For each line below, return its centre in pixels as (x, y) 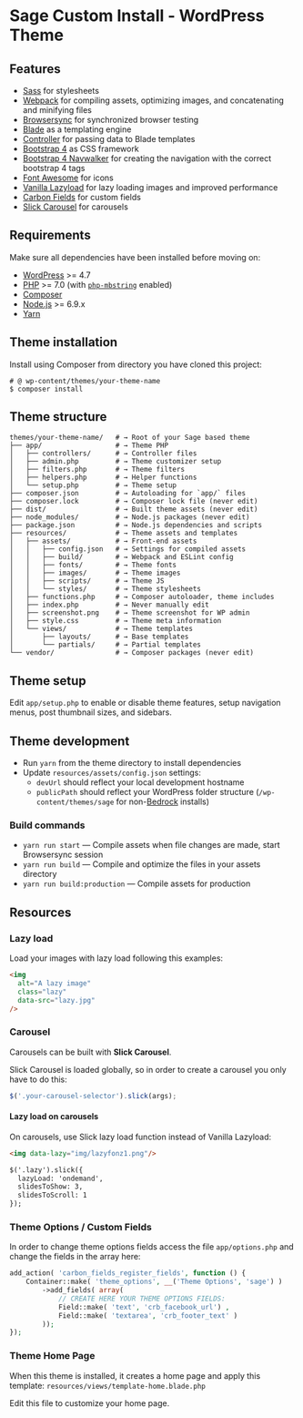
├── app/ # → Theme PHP (89, 446)
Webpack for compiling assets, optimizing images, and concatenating (153, 100)
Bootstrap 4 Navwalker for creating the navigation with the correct (147, 158)
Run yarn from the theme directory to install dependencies (132, 763)
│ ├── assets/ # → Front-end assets (103, 541)
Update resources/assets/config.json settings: (112, 773)
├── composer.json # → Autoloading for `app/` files (128, 494)
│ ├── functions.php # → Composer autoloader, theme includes (142, 597)
